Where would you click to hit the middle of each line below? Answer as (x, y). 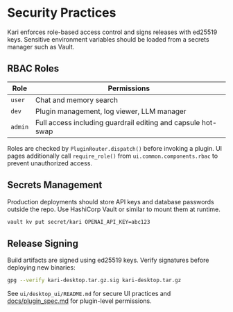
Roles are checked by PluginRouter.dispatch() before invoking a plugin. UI (115, 148)
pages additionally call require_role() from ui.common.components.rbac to (113, 156)
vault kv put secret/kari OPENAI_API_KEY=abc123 (79, 222)
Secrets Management (55, 185)
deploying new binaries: (41, 268)
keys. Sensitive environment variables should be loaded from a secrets (108, 39)
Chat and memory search (76, 100)
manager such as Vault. (41, 47)
